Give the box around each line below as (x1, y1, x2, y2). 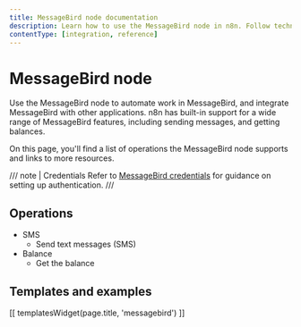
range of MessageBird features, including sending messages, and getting (9, 117, 280, 128)
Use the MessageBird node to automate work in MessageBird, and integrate (9, 97, 289, 108)
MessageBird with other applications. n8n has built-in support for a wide (9, 107, 277, 118)
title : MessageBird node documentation (9, 13, 159, 22)
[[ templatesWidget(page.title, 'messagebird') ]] (9, 307, 185, 318)
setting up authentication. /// (9, 180, 115, 190)
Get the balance (35, 258, 95, 269)
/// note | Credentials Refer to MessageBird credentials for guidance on (9, 171, 271, 181)
